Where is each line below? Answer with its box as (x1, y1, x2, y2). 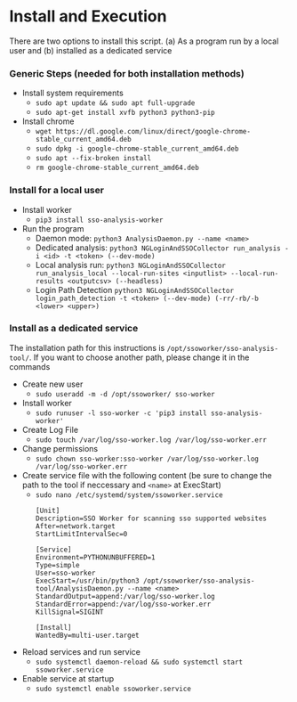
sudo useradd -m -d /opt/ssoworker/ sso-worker (35, 389, 215, 398)
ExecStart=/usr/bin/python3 (35, 576, 140, 585)
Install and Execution (9, 6, 167, 27)
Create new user (21, 379, 84, 389)
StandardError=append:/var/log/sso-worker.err (35, 600, 212, 608)
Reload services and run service (21, 646, 140, 657)
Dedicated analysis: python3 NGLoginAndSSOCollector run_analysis (35, 242, 282, 253)
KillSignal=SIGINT (35, 608, 104, 616)
